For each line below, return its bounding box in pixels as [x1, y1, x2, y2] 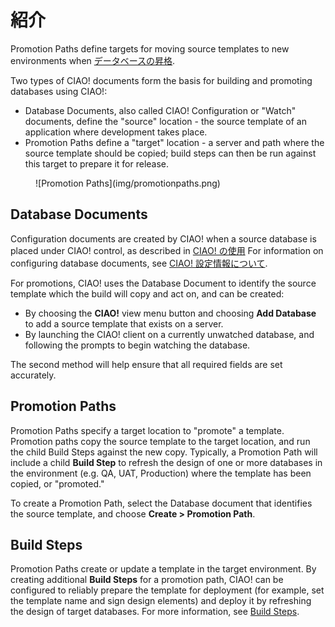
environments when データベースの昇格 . [10, 54, 176, 66]
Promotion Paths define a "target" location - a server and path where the [24, 136, 325, 148]
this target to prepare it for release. [24, 157, 170, 170]
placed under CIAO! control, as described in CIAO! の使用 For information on [10, 244, 324, 256]
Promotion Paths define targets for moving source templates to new [10, 42, 290, 55]
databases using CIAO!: [10, 85, 108, 97]
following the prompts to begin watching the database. [24, 339, 251, 351]
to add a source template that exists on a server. [24, 317, 224, 330]
